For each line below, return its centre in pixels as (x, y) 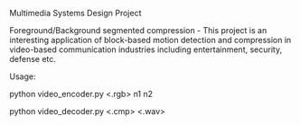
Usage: (23, 76)
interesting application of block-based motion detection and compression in (150, 40)
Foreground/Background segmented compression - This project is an (138, 30)
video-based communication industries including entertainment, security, (146, 49)
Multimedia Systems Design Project (75, 13)
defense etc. (33, 59)
